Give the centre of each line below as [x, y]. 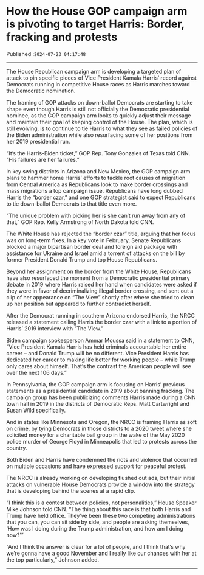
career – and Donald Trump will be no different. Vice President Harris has [98, 353]
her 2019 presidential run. [38, 141]
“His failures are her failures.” [43, 159]
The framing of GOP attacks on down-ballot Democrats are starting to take [100, 102]
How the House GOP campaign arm [97, 11]
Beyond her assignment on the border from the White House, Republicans [99, 271]
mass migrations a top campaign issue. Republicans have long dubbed [95, 190]
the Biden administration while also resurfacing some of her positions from [100, 134]
